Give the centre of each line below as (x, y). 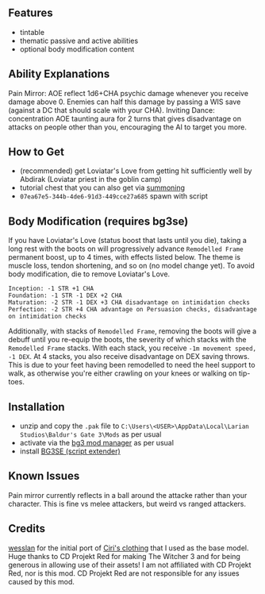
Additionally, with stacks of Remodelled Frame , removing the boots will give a (132, 331)
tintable (32, 32)
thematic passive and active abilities (79, 40)
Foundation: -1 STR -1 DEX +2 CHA (65, 296)
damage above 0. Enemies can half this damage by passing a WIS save (125, 102)
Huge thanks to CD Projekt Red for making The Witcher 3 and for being (124, 556)
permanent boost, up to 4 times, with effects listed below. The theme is (124, 257)
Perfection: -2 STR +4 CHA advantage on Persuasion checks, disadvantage (133, 310)
